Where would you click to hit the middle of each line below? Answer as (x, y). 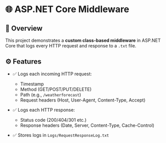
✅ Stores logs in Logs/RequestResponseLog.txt (61, 135)
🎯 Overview (24, 28)
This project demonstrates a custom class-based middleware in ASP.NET (83, 40)
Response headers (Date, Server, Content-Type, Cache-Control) (87, 125)
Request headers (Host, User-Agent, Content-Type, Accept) (83, 100)
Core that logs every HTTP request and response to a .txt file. (71, 46)
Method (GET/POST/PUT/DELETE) (56, 89)
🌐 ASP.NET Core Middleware (67, 9)
